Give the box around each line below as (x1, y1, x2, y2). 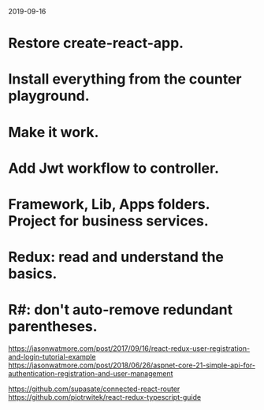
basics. (8, 265, 58, 283)
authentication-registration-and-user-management (8, 369, 173, 378)
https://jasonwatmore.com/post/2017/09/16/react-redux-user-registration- (8, 344, 251, 353)
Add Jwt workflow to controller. (8, 159, 219, 177)
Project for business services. (8, 212, 209, 229)
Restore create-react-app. (8, 35, 184, 52)
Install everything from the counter (8, 70, 242, 88)
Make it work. (8, 123, 99, 141)
